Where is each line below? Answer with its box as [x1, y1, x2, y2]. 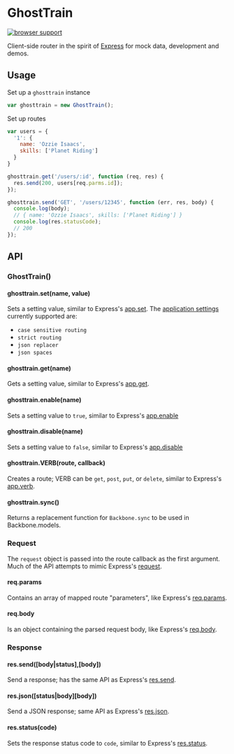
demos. [7, 49, 29, 57]
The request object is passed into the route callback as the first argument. [7, 554, 220, 563]
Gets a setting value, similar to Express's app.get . [7, 380, 149, 388]
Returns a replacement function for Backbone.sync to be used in [7, 514, 190, 522]
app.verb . [7, 482, 35, 491]
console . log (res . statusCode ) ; [13, 219, 101, 226]
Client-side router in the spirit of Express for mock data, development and [7, 41, 219, 50]
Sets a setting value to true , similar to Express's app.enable [7, 411, 179, 420]
